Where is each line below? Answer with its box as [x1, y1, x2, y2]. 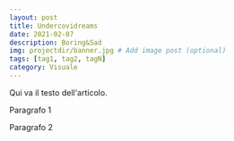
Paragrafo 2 [9, 121, 54, 132]
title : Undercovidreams [9, 21, 99, 30]
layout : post [9, 12, 58, 22]
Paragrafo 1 [9, 104, 52, 115]
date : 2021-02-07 [9, 29, 74, 38]
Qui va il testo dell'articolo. [9, 87, 108, 98]
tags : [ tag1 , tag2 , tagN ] [9, 54, 106, 63]
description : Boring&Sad [9, 37, 102, 47]
